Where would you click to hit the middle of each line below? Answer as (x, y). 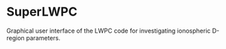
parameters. (43, 37)
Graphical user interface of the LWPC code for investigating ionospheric (109, 31)
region (15, 37)
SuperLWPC (42, 12)
